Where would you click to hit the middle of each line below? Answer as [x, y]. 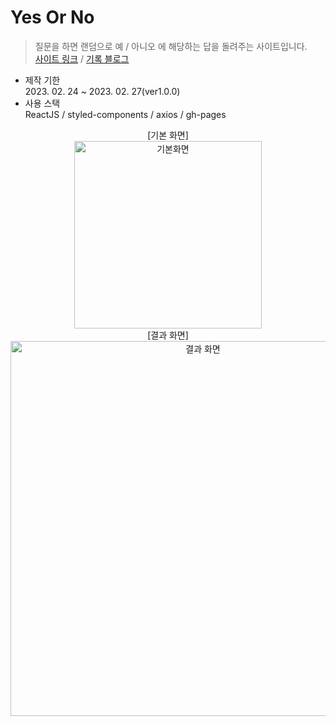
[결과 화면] [168, 335]
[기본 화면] [168, 135]
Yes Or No [52, 17]
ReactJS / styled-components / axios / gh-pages [125, 114]
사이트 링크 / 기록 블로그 [82, 58]
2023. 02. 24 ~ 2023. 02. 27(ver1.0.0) [102, 91]
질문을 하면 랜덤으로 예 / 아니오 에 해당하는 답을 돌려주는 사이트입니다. [171, 46]
